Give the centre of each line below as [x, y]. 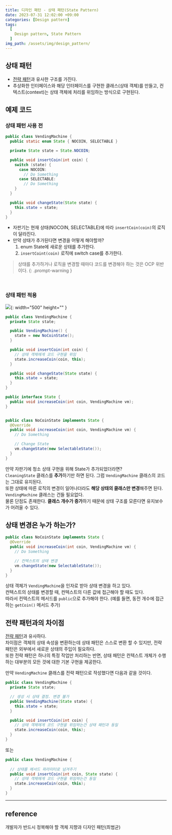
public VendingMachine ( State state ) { [51, 701]
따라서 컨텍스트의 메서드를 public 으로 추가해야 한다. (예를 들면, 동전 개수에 [80, 599]
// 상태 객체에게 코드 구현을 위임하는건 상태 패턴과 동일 [66, 725]
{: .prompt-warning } [51, 271]
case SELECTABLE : [37, 179]
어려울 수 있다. [25, 507]
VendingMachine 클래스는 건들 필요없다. [45, 494]
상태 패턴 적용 [21, 295]
